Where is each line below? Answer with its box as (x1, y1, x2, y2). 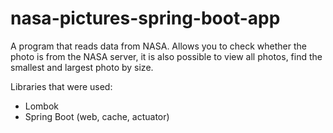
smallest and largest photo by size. (10, 61, 154, 73)
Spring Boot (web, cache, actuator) (24, 110, 170, 122)
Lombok (24, 100, 60, 112)
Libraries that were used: (10, 80, 113, 92)
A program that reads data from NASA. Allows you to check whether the (10, 40, 307, 52)
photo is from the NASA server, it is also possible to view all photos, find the (10, 50, 323, 62)
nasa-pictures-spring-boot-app (10, 7, 281, 30)
